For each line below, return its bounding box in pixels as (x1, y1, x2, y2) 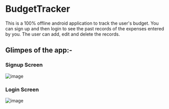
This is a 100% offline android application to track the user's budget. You (5, 20, 159, 26)
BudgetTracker (5, 3, 70, 15)
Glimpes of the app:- (5, 46, 73, 55)
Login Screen (5, 86, 39, 93)
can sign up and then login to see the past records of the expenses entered (5, 25, 164, 31)
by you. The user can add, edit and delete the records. (5, 31, 120, 37)
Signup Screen (5, 61, 43, 68)
